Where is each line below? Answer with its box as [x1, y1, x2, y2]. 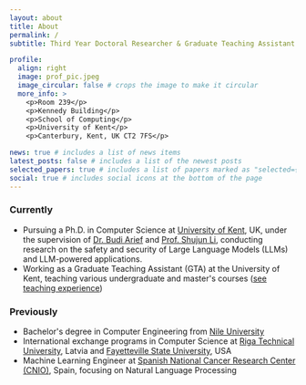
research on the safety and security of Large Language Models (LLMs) [22, 244, 289, 255]
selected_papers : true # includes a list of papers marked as [9, 165, 250, 174]
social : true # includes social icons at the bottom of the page [9, 173, 262, 182]
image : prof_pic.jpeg [17, 72, 100, 82]
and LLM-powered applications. [22, 253, 143, 265]
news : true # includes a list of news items [9, 148, 181, 158]
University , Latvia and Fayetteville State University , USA [22, 346, 232, 357]
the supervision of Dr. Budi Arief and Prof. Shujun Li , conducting [22, 234, 263, 245]
